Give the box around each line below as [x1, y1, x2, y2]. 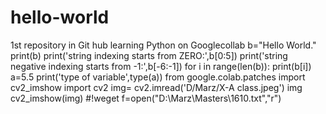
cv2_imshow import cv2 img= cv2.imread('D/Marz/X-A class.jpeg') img [10, 81, 303, 93]
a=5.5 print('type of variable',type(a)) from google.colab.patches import [10, 71, 306, 83]
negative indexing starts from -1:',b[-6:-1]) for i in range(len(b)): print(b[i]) [10, 60, 312, 72]
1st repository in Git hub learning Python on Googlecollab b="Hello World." [10, 39, 317, 51]
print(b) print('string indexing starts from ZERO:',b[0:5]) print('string [10, 49, 288, 61]
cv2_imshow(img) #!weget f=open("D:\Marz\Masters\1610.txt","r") [10, 92, 282, 104]
